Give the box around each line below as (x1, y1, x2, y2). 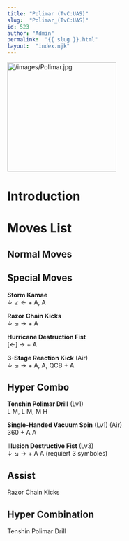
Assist (7, 470, 36, 482)
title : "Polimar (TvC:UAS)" (7, 10, 89, 17)
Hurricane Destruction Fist (7, 332, 86, 341)
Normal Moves (7, 248, 73, 260)
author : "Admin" (7, 29, 54, 37)
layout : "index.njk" (7, 43, 70, 50)
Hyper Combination (7, 508, 94, 520)
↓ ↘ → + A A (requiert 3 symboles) (7, 449, 108, 458)
